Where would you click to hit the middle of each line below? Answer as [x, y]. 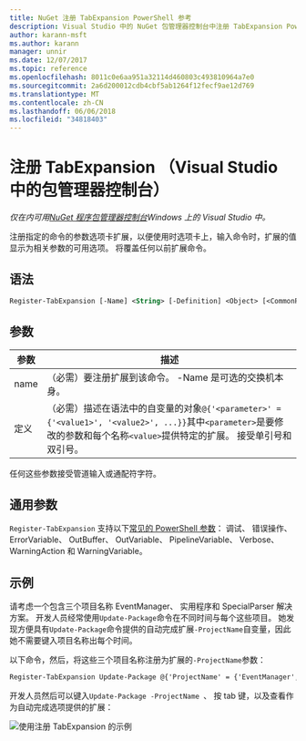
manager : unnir [38, 52]
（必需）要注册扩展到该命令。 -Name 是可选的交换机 [161, 377]
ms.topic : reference [49, 69]
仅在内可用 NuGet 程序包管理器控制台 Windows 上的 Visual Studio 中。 [140, 217]
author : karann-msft [49, 35]
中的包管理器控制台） [90, 190]
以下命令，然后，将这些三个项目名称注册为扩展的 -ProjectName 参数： [138, 660]
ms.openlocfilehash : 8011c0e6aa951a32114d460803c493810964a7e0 [132, 77]
